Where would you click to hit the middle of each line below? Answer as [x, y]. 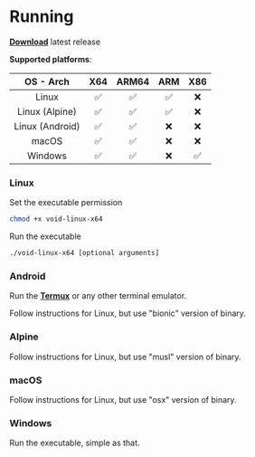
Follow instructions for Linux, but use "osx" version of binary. [123, 399]
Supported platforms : [51, 59]
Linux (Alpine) [47, 111]
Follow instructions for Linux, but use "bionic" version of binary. [128, 313]
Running [42, 17]
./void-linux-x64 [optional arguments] [85, 253]
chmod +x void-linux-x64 [56, 219]
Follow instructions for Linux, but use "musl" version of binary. [125, 357]
